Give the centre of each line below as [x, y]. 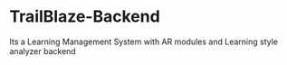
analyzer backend [43, 51]
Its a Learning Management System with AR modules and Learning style [144, 42]
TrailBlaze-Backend [85, 17]
